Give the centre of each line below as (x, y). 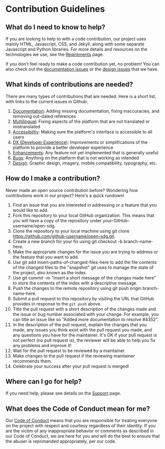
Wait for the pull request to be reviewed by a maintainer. (69, 351)
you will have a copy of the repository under (57, 220)
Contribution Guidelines (55, 9)
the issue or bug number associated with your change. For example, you (85, 314)
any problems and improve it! (42, 345)
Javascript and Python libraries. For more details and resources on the (77, 49)
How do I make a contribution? (53, 178)
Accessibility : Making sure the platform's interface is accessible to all (82, 132)
